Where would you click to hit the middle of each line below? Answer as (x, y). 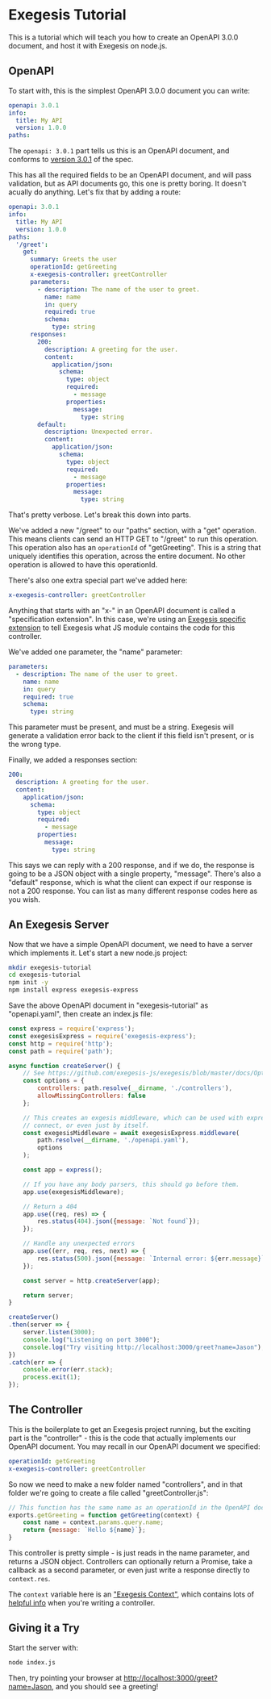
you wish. (24, 899)
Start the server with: (44, 1647)
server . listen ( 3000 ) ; (59, 1333)
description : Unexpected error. (98, 432)
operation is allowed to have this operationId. (83, 565)
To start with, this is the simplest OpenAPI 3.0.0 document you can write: (129, 90)
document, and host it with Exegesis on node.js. (88, 45)
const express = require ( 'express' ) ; (72, 1029)
